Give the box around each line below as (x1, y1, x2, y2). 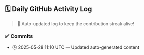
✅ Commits (5, 32, 33, 39)
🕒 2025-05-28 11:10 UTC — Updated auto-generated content (12, 44, 140, 50)
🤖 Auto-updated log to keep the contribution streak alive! (17, 20, 135, 27)
